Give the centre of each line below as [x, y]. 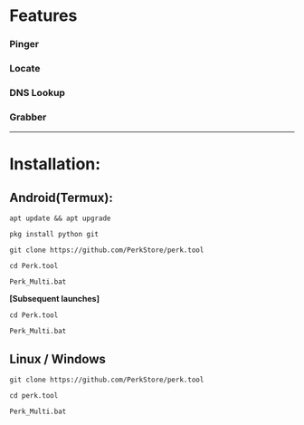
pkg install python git [54, 235]
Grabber [28, 117]
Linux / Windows [57, 359]
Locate [25, 69]
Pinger [24, 44]
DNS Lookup [38, 92]
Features [43, 16]
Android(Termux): [61, 197]
